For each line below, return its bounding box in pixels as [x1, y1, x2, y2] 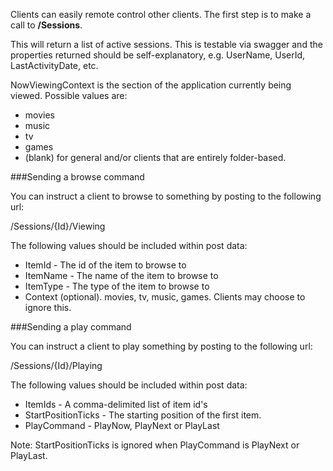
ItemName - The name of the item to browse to [24, 270, 219, 281]
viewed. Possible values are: [10, 90, 128, 101]
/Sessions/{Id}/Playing [10, 360, 103, 371]
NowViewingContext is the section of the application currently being [10, 79, 292, 91]
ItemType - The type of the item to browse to [24, 280, 210, 292]
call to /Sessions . [10, 19, 83, 31]
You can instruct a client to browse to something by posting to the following [10, 190, 322, 202]
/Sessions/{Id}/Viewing [10, 220, 106, 232]
